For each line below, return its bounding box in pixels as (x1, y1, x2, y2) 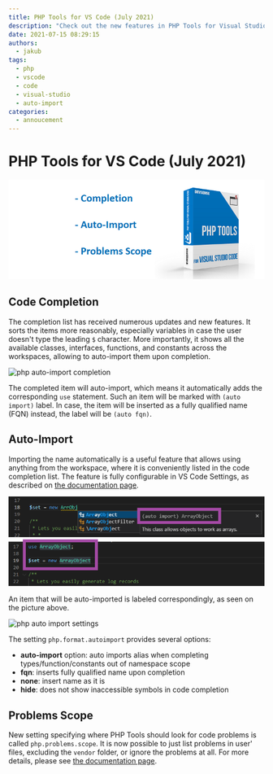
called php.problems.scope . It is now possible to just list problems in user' (8, 739, 253, 749)
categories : (8, 107, 49, 116)
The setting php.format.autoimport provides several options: (8, 635, 211, 645)
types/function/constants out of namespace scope (19, 659, 191, 669)
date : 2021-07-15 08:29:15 (8, 30, 100, 38)
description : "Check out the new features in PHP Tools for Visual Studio (8, 21, 267, 30)
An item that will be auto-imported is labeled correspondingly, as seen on (8, 594, 253, 604)
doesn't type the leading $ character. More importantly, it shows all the (8, 334, 245, 343)
